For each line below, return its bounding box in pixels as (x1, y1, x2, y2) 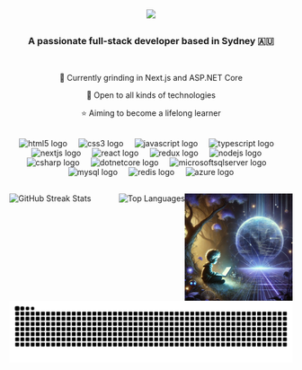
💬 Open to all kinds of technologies (86, 90, 216, 101)
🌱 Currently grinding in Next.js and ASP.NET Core (59, 73, 243, 84)
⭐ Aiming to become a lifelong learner (80, 108, 222, 119)
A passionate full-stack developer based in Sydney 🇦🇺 (28, 35, 274, 48)
